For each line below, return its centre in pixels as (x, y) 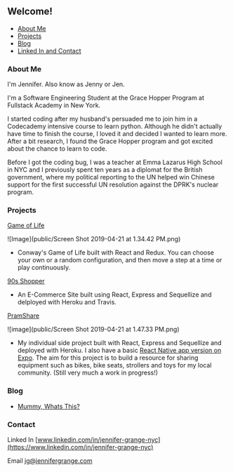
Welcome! (30, 12)
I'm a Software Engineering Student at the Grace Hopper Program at (106, 98)
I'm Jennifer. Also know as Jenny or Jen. (66, 84)
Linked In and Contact (49, 50)
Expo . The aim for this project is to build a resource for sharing (108, 358)
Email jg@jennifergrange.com (50, 461)
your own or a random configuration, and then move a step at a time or (120, 260)
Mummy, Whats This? (49, 406)
